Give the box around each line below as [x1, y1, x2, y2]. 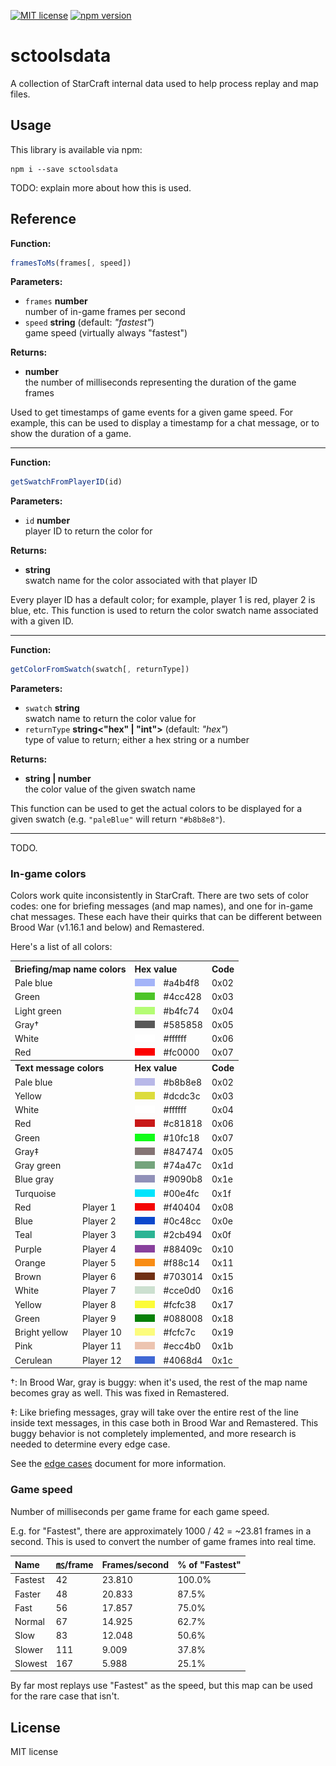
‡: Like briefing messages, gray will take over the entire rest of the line [10, 1406, 299, 1419]
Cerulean [14, 1354, 53, 1366]
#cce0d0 [163, 1285, 202, 1297]
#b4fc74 [163, 1005, 200, 1017]
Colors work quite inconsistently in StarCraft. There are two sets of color [10, 890, 309, 902]
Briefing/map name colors [14, 963, 127, 975]
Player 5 [81, 1256, 117, 1269]
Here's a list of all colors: [10, 941, 113, 953]
